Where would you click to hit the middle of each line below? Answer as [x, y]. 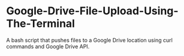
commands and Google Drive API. [48, 46]
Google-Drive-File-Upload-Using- [92, 11]
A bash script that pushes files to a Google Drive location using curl [89, 40]
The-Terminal [40, 24]
